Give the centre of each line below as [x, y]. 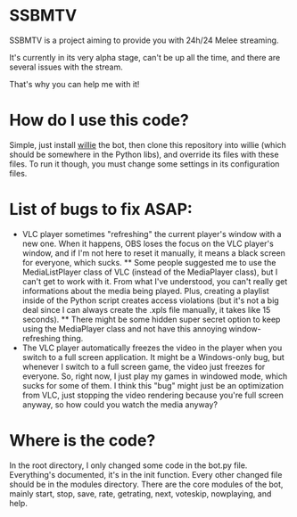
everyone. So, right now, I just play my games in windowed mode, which [155, 376]
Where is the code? [82, 440]
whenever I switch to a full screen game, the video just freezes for [144, 366]
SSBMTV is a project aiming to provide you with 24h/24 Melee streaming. [144, 40]
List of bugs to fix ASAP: [101, 209]
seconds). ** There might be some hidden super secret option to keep [151, 319]
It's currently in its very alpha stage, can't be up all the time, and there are [145, 57]
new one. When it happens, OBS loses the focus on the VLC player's [148, 243]
